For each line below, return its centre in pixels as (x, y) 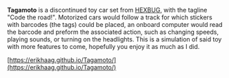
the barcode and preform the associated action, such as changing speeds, (113, 32)
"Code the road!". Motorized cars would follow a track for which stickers (110, 17)
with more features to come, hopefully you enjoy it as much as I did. (103, 47)
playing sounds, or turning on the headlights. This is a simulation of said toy (114, 39)
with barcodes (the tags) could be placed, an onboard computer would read (115, 25)
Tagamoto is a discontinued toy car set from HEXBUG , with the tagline (107, 10)
